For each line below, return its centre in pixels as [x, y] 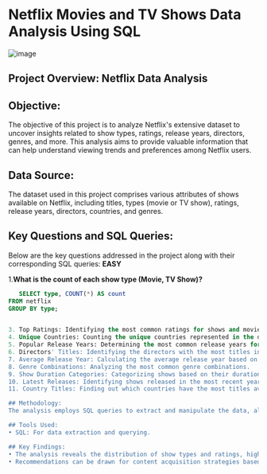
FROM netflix [30, 301]
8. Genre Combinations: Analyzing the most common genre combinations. [129, 367]
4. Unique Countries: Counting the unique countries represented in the [131, 337]
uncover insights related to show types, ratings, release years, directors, [126, 134]
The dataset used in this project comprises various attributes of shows [124, 194]
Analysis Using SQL [75, 31]
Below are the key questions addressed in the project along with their [122, 255]
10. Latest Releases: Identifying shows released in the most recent [126, 382]
